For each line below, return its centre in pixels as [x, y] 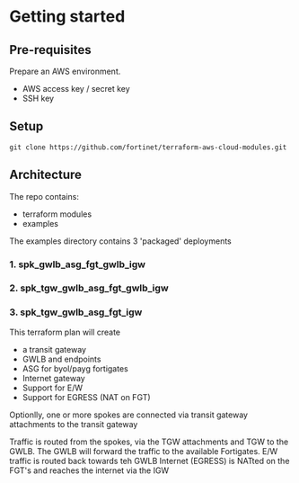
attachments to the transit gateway [74, 424]
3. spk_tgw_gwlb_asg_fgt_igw [76, 312]
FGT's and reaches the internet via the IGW [89, 470]
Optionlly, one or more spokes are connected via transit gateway [129, 415]
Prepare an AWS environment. [65, 71]
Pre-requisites [50, 50]
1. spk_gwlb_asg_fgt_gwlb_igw [78, 264]
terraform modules [57, 214]
